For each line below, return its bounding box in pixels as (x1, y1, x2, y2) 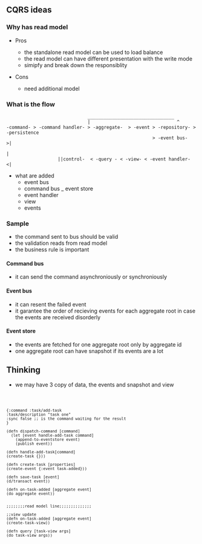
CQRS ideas (6, 5, 52, 15)
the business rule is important (15, 246, 90, 253)
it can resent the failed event (15, 300, 86, 308)
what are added (15, 172, 54, 179)
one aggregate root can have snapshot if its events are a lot (15, 347, 164, 354)
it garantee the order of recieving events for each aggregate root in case (15, 307, 195, 314)
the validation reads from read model (15, 239, 108, 247)
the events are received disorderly (15, 313, 101, 320)
